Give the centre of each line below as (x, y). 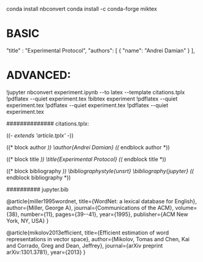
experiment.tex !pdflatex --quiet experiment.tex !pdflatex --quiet (87, 105)
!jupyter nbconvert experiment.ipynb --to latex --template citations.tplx (96, 92)
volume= (186, 208)
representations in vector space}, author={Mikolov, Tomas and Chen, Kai (98, 239)
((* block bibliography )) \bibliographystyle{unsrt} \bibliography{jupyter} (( (100, 171)
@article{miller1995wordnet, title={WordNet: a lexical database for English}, (102, 201)
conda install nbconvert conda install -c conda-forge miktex (82, 9)
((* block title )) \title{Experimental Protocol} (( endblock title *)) (86, 159)
